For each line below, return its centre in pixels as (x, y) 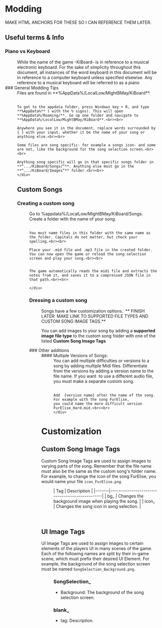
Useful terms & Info (35, 38)
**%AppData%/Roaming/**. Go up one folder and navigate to (78, 115)
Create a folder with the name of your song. (73, 219)
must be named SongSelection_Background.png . (88, 569)
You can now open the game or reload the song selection (88, 254)
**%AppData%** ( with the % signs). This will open (70, 111)
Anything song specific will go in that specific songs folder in (85, 162)
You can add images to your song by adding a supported (98, 330)
